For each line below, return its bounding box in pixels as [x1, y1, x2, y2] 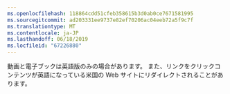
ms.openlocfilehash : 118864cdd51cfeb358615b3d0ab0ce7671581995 [7, 10, 194, 17]
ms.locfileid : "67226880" [7, 42, 82, 49]
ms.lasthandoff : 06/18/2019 [7, 36, 89, 43]
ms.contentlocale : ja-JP [7, 29, 79, 37]
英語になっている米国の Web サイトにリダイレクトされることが [37, 70, 218, 79]
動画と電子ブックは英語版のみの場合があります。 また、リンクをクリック [7, 62, 215, 70]
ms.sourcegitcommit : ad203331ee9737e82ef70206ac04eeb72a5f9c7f [7, 17, 194, 23]
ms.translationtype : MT [7, 23, 76, 30]
